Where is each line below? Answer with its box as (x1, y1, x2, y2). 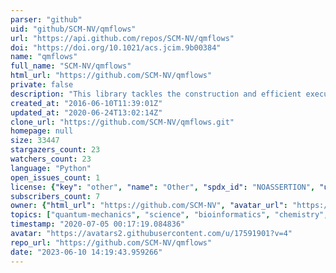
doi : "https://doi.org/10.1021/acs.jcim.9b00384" (10, 42, 222, 53)
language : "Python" (10, 163, 92, 173)
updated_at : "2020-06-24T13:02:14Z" (10, 107, 163, 118)
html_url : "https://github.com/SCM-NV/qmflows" (10, 71, 213, 81)
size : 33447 (10, 136, 60, 146)
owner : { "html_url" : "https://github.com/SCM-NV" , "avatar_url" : (10, 201, 288, 211)
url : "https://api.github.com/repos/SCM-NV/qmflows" (10, 33, 235, 43)
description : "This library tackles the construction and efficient (10, 89, 302, 99)
